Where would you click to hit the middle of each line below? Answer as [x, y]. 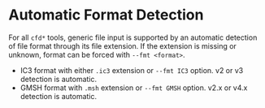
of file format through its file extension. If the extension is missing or [123, 45]
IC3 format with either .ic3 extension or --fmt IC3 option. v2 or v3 [132, 70]
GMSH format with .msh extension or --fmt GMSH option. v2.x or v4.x [134, 88]
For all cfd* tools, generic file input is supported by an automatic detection [133, 37]
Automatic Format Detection [106, 15]
